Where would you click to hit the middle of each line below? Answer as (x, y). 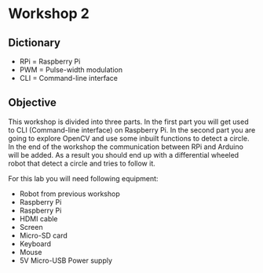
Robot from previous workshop (69, 194)
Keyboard (35, 243)
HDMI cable (38, 218)
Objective (33, 103)
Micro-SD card (44, 235)
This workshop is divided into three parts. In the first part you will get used (128, 122)
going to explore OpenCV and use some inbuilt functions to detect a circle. (129, 138)
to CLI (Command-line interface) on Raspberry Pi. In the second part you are (132, 129)
